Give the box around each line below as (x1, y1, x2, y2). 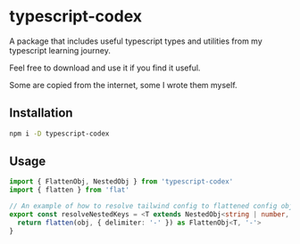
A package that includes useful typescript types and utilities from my (9, 36, 263, 46)
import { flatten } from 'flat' (9, 185, 129, 195)
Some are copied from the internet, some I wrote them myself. (9, 79, 238, 90)
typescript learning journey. (9, 45, 112, 55)
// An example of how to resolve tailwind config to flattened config (9, 202, 278, 211)
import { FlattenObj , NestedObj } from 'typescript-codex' (9, 177, 234, 186)
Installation (9, 105, 73, 121)
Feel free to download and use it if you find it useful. (9, 62, 201, 73)
